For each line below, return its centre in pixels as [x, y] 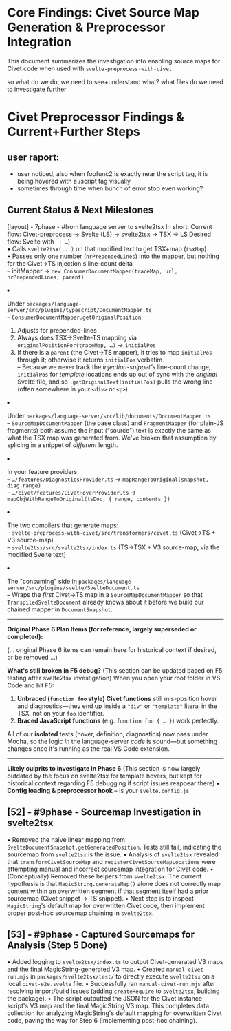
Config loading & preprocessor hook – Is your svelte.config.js [98, 790]
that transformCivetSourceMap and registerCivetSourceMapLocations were [111, 861]
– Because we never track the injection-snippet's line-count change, [114, 366]
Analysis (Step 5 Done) [57, 945]
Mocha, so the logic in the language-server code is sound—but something [112, 741]
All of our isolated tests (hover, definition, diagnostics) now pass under [108, 734]
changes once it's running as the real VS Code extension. [88, 748]
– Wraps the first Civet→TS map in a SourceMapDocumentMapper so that [105, 594]
